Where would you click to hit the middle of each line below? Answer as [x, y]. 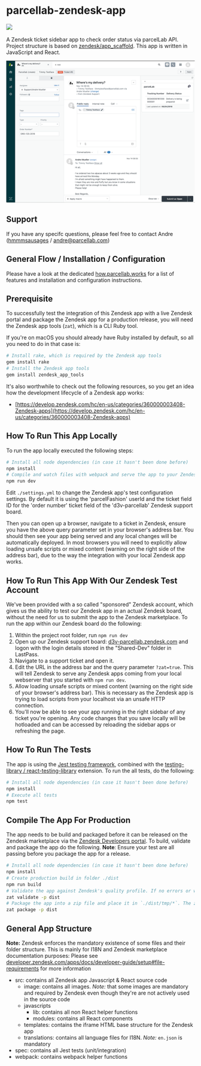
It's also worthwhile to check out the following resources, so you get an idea [100, 386]
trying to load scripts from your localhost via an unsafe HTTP [90, 699]
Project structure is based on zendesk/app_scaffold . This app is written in [97, 46]
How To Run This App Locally [62, 436]
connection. [30, 705]
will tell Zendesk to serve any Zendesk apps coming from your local [98, 674]
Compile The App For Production [68, 820]
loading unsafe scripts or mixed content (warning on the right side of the [96, 549]
